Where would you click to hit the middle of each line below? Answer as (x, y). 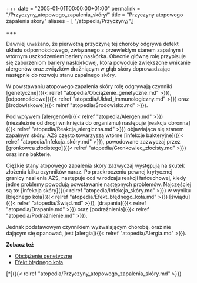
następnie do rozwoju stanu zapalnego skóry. (61, 75)
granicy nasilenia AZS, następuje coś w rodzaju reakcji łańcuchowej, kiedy (96, 178)
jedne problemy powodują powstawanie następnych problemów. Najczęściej (99, 184)
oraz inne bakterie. (29, 154)
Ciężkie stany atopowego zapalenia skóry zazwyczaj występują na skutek (96, 165)
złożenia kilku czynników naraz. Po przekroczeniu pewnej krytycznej (89, 172)
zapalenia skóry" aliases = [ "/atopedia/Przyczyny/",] (70, 21)
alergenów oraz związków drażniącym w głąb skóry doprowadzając (88, 69)
